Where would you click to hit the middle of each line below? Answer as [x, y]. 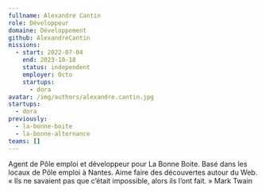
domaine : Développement [48, 30]
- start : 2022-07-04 [49, 52]
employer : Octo [48, 75]
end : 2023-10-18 [50, 60]
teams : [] [25, 141]
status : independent [56, 68]
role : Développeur [38, 23]
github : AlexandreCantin [49, 38]
